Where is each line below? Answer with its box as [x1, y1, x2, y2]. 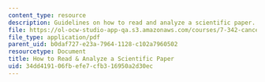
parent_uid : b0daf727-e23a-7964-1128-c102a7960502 [8, 41, 178, 48]
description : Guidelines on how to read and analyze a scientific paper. [8, 19, 256, 27]
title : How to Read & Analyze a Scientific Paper [8, 55, 175, 63]
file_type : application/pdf [8, 33, 101, 41]
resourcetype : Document [8, 48, 87, 55]
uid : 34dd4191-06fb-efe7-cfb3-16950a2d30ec [8, 62, 154, 70]
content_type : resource [8, 11, 87, 20]
